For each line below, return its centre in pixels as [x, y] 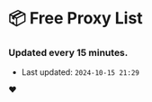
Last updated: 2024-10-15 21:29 [80, 72]
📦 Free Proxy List [76, 19]
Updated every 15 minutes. [68, 53]
